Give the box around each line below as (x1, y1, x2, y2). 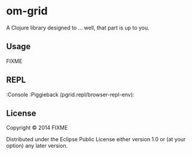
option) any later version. (6, 142, 68, 150)
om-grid (6, 4, 48, 18)
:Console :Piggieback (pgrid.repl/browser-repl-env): (6, 91, 135, 98)
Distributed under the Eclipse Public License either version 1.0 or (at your (6, 136, 186, 143)
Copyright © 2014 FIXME (6, 124, 68, 132)
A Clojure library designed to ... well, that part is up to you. (6, 24, 150, 31)
